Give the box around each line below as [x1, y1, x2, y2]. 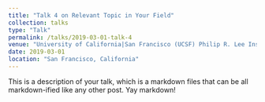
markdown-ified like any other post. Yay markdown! [8, 85, 176, 94]
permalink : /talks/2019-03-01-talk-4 [8, 33, 132, 42]
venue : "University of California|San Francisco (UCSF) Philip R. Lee [8, 41, 245, 49]
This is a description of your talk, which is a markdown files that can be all [8, 76, 248, 86]
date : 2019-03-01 [8, 48, 65, 56]
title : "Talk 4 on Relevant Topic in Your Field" [8, 11, 175, 20]
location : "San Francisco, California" [8, 56, 140, 64]
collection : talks [8, 19, 69, 27]
